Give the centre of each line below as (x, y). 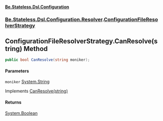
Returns (13, 102)
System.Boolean (21, 113)
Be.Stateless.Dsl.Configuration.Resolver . (55, 19)
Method (36, 49)
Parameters (17, 71)
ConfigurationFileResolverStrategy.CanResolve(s (81, 41)
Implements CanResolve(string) (36, 91)
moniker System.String (27, 82)
